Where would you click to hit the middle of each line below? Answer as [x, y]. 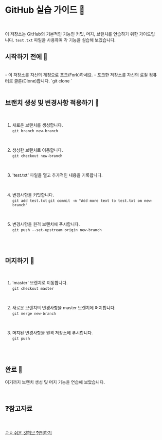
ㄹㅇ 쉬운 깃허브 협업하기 [28, 433]
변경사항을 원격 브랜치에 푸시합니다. [46, 224]
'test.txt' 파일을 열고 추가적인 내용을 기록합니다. [57, 175]
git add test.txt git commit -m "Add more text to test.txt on [77, 200]
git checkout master [33, 289]
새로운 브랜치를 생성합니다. [37, 125]
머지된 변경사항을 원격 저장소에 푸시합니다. [53, 333]
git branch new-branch [35, 131]
